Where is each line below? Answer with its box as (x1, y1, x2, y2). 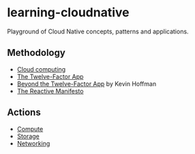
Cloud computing (16, 65, 66, 73)
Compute (16, 125, 44, 133)
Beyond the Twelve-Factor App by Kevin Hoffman (16, 80, 157, 88)
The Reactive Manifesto (16, 87, 84, 95)
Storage (16, 132, 40, 140)
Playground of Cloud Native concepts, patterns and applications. (7, 27, 189, 35)
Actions (7, 107, 41, 119)
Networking (16, 139, 50, 147)
